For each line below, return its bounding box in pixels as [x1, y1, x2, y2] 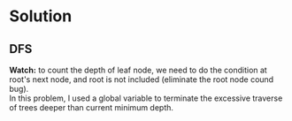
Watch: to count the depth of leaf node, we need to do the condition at [9, 64, 267, 75]
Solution [9, 6, 73, 26]
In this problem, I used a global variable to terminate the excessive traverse [9, 93, 283, 103]
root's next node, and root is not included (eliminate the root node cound [9, 74, 274, 85]
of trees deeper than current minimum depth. [9, 102, 174, 112]
